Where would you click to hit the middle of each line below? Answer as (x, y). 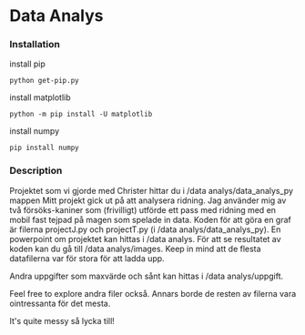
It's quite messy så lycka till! (62, 320)
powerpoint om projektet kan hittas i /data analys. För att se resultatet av (145, 239)
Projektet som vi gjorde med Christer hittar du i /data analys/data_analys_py (152, 190)
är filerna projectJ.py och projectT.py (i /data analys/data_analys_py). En (145, 229)
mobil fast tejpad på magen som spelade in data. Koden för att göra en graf (150, 219)
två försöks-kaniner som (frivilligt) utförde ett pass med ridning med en (142, 209)
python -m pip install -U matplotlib (81, 115)
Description (36, 171)
